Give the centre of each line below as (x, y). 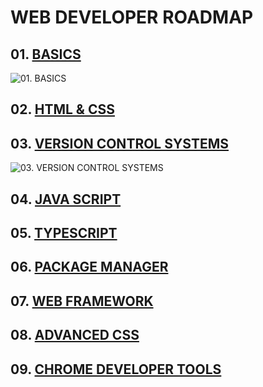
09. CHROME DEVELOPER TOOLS (116, 369)
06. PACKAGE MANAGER (89, 267)
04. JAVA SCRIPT (66, 199)
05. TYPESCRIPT (64, 232)
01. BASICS (46, 54)
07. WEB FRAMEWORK (82, 301)
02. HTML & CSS (62, 109)
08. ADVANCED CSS (75, 335)
